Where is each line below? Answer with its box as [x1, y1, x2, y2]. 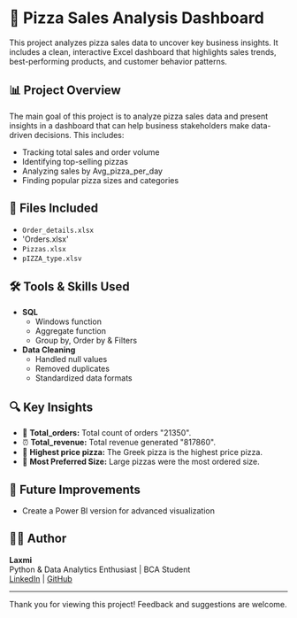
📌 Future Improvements [9, 482, 141, 497]
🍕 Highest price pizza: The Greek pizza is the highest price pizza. [21, 447, 263, 458]
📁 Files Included [9, 201, 99, 216]
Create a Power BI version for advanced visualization [21, 506, 215, 516]
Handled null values [34, 354, 108, 365]
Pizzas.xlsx [21, 244, 66, 253]
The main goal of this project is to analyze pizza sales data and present [9, 111, 269, 121]
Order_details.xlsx [21, 226, 95, 235]
